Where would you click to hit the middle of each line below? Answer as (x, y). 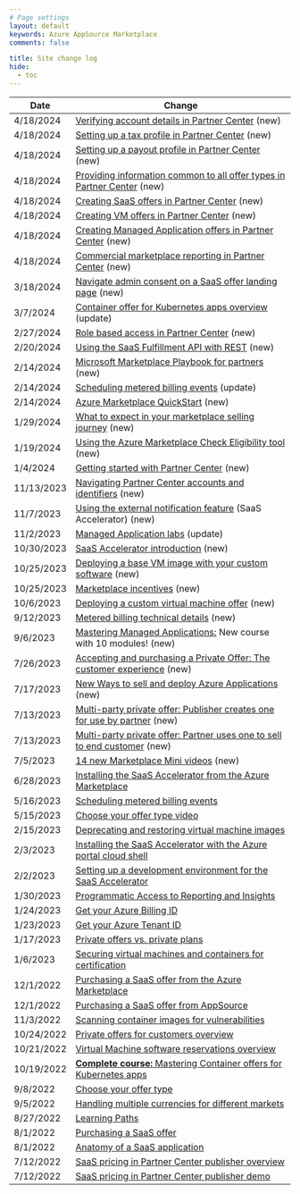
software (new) (108, 574)
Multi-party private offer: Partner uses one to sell (179, 735)
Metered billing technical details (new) (156, 618)
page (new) (100, 292)
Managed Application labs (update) (150, 534)
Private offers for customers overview (154, 1034)
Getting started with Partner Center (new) (162, 467)
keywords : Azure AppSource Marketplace (83, 34)
